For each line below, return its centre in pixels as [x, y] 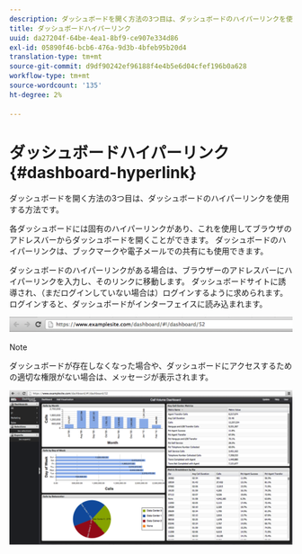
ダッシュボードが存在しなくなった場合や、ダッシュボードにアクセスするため [151, 366]
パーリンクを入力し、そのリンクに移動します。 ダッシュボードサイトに [147, 281]
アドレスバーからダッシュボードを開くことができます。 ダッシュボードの [144, 240]
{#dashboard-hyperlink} [103, 172]
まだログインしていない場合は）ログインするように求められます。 [166, 293]
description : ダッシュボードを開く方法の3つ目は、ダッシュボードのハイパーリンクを [148, 19]
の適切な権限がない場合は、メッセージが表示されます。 [111, 377]
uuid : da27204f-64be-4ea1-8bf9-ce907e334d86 [94, 38]
